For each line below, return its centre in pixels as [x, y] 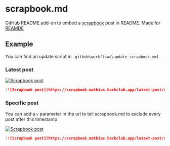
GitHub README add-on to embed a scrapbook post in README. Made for [83, 23]
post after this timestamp [31, 119]
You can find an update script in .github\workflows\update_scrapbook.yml [82, 56]
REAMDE [15, 28]
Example [19, 44]
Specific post [22, 103]
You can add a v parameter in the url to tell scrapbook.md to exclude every [83, 114]
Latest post [19, 69]
